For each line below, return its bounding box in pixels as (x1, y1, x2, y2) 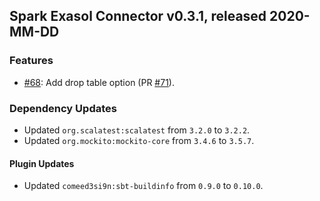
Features (9, 54, 54, 68)
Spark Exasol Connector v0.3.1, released (9, 8, 267, 25)
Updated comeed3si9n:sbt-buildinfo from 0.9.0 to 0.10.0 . (23, 180, 264, 192)
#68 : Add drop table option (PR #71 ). (23, 76, 175, 88)
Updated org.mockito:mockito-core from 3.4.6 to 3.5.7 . (23, 134, 255, 146)
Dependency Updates (9, 101, 117, 115)
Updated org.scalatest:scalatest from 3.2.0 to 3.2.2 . (23, 124, 251, 136)
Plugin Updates (9, 157, 75, 169)
